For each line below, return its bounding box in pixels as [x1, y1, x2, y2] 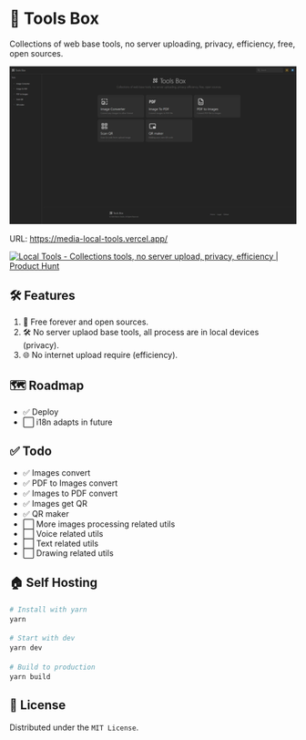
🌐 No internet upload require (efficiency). [22, 350, 178, 361]
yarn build [9, 672, 51, 682]
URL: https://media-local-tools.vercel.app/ [9, 232, 168, 244]
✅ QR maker [22, 508, 70, 519]
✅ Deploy [22, 406, 59, 417]
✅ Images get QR [22, 498, 88, 509]
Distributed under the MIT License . [9, 722, 139, 733]
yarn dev [9, 643, 43, 653]
